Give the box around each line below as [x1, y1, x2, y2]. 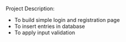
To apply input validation [14, 29, 76, 36]
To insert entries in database [14, 23, 85, 30]
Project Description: [5, 5, 55, 12]
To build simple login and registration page [14, 17, 121, 23]
